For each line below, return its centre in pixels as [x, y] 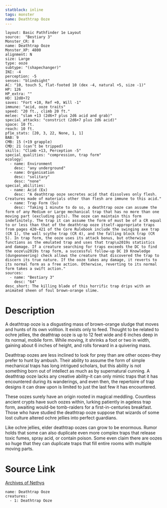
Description [30, 310]
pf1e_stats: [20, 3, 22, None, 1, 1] [44, 133]
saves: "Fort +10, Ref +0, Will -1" [43, 103]
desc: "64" [25, 282]
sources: [14, 273]
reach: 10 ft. [20, 129]
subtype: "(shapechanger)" [33, 68]
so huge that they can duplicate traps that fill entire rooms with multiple [78, 444]
